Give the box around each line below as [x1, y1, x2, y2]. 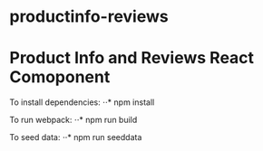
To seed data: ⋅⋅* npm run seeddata [9, 132, 142, 143]
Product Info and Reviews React [9, 48, 255, 69]
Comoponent [9, 67, 111, 88]
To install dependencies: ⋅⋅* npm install [9, 97, 155, 108]
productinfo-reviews [9, 6, 170, 27]
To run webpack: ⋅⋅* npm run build [9, 115, 138, 126]
